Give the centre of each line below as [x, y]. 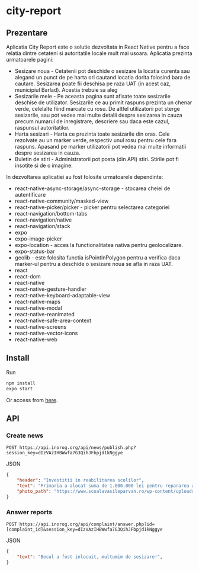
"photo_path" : [34, 491]
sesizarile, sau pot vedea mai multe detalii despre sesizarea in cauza [98, 115]
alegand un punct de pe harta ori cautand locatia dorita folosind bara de [102, 77]
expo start [20, 389]
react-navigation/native [43, 220]
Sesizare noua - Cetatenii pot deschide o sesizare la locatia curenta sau [102, 71]
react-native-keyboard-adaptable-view [62, 295]
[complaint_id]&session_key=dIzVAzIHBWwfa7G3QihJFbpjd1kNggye [84, 529]
